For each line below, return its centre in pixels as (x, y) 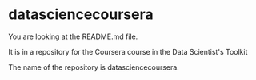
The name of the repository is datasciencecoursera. (94, 67)
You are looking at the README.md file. (73, 36)
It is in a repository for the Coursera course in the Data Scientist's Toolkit (128, 51)
